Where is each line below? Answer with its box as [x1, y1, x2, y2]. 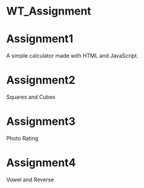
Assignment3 [6, 115, 76, 129]
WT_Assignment [6, 4, 92, 18]
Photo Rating [6, 135, 39, 142]
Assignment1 [6, 32, 74, 46]
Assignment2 [6, 73, 76, 87]
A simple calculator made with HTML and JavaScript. [6, 52, 139, 59]
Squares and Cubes [6, 93, 56, 101]
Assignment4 [6, 156, 76, 170]
